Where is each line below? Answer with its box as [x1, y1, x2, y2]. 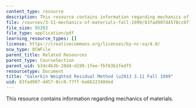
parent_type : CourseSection [6, 57, 75, 63]
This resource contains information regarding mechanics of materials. [6, 95, 174, 102]
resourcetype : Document [6, 68, 64, 74]
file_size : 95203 [6, 25, 48, 31]
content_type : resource [6, 8, 64, 15]
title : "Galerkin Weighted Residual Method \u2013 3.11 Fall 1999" [6, 74, 174, 79]
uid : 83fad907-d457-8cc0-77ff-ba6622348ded [6, 79, 114, 85]
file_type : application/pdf [6, 30, 75, 36]
